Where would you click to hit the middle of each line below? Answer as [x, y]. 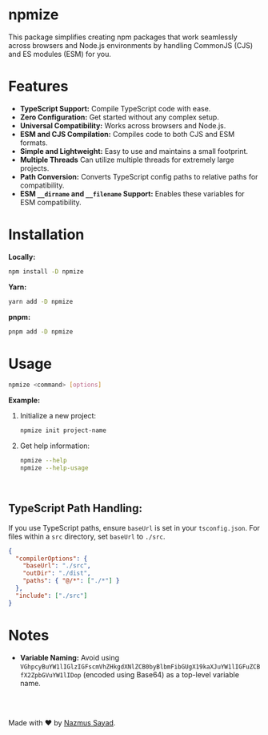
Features [38, 87]
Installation [46, 235]
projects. [34, 168]
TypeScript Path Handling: [75, 509]
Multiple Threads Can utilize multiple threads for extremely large [127, 160]
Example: [24, 400]
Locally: [22, 256]
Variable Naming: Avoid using [70, 657]
